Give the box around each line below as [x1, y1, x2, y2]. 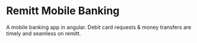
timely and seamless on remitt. [6, 29, 81, 37]
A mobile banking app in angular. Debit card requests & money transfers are [6, 24, 192, 31]
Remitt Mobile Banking [6, 4, 120, 18]
